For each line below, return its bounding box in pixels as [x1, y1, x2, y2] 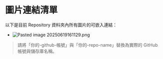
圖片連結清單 [5, 4, 58, 16]
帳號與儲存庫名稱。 [17, 48, 57, 54]
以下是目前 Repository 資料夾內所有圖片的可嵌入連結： [5, 22, 117, 28]
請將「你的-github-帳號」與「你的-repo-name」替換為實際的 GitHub [17, 42, 158, 48]
